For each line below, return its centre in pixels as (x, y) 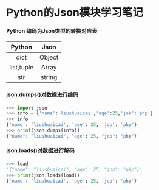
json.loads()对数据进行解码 (40, 150)
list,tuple (22, 68)
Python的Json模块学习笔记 (75, 12)
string (49, 77)
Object (49, 57)
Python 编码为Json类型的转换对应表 (52, 30)
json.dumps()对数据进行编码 (42, 94)
